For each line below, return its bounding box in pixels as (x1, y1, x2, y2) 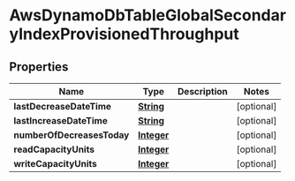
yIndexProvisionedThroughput (9, 24, 240, 44)
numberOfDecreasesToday (13, 129, 130, 141)
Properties (9, 59, 69, 74)
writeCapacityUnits (13, 158, 97, 170)
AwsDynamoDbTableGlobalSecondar (9, 5, 287, 26)
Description (178, 86, 228, 97)
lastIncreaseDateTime (13, 115, 108, 126)
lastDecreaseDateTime (13, 101, 112, 112)
